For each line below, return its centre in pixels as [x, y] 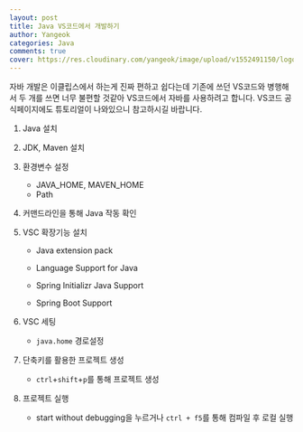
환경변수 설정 [46, 167]
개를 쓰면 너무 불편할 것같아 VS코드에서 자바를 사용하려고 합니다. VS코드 [155, 98]
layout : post [34, 18]
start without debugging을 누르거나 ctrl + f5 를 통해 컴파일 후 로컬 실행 [165, 418]
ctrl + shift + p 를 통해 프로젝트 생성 [97, 379]
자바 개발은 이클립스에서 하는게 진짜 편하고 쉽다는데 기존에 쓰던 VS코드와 [138, 86]
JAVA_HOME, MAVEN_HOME [90, 185]
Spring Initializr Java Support [90, 285]
